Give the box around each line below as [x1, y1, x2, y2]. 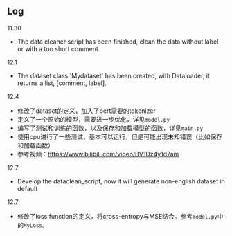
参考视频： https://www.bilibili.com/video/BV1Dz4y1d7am [17, 149, 179, 158]
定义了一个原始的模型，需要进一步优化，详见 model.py [17, 115, 170, 123]
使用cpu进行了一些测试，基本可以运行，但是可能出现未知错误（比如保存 [17, 132, 223, 140]
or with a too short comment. [17, 44, 100, 53]
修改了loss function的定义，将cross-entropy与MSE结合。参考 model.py [17, 212, 218, 220]
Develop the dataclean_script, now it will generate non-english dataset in [17, 176, 225, 185]
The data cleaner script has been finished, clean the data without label [17, 37, 219, 46]
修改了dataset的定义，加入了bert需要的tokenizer [17, 107, 156, 115]
